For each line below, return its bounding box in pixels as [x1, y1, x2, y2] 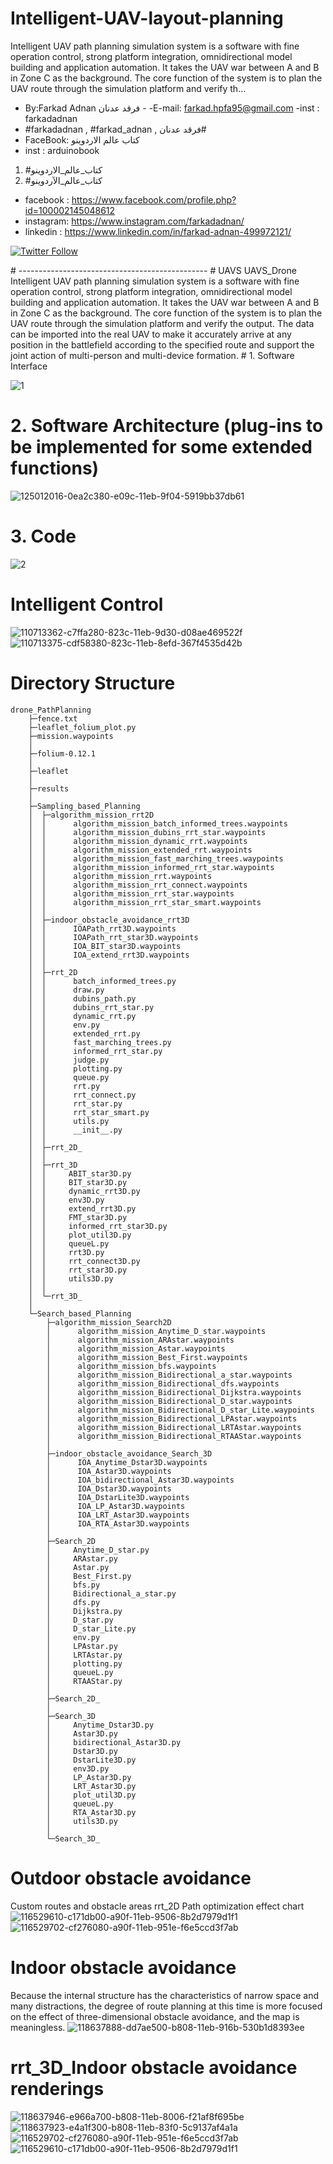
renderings [10, 2077, 105, 2100]
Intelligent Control [10, 593, 164, 616]
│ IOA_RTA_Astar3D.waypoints [46, 1518, 190, 1529]
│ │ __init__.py [28, 1125, 123, 1135]
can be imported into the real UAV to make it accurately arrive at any [10, 328, 292, 340]
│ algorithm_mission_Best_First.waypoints [46, 1352, 248, 1362]
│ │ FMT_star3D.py [28, 1212, 128, 1222]
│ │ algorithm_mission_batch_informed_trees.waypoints [28, 818, 288, 829]
